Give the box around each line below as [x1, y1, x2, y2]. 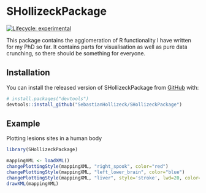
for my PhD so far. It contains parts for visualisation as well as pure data [6, 43, 188, 50]
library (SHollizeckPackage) [6, 146, 78, 153]
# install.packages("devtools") [6, 95, 89, 102]
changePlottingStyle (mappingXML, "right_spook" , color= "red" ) [6, 163, 169, 170]
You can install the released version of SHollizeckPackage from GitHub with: [6, 84, 199, 91]
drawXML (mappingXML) [6, 180, 59, 187]
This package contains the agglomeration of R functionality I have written [6, 36, 192, 44]
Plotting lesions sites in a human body [6, 135, 102, 142]
